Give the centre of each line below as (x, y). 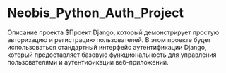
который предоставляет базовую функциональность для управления (112, 55)
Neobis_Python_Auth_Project (95, 13)
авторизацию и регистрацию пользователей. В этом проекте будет (109, 39)
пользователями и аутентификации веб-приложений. (88, 62)
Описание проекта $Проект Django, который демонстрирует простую (113, 32)
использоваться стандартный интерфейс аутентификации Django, (107, 47)
